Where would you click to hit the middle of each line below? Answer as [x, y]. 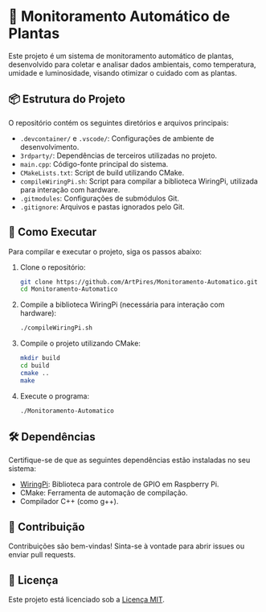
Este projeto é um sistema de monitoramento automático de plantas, [121, 56]
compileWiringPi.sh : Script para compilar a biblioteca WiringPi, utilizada [139, 181]
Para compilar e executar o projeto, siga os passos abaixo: [105, 251]
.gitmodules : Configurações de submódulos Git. [99, 198]
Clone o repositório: [53, 267]
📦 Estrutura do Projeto [67, 99]
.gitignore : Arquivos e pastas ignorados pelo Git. [102, 207]
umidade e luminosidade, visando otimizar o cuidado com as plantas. [123, 72]
